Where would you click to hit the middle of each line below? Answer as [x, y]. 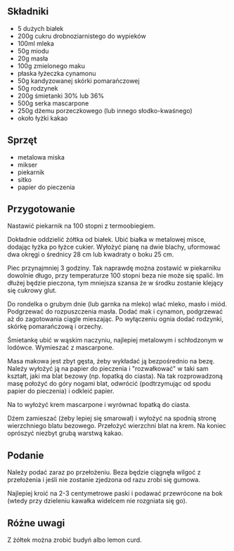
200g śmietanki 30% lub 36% [60, 96]
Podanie [26, 455]
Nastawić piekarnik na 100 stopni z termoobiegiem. [82, 226]
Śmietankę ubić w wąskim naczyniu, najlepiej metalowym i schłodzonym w [115, 340]
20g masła [33, 58]
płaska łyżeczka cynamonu [57, 73]
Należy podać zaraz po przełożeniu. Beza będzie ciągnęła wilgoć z [104, 472]
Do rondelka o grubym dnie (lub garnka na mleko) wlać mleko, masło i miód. [117, 304]
